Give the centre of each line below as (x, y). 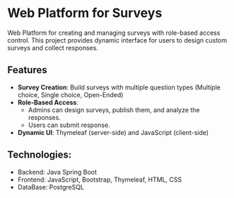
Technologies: (40, 155)
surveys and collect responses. (53, 48)
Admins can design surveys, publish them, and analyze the (114, 110)
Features (27, 70)
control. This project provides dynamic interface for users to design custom (117, 40)
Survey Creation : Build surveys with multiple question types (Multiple (119, 87)
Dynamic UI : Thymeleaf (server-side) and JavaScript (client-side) (113, 132)
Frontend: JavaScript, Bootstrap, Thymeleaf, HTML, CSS (100, 180)
